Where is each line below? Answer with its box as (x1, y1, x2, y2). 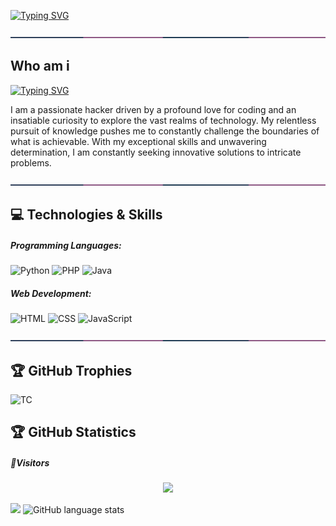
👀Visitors (10, 456, 50, 469)
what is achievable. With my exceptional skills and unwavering (10, 135, 267, 147)
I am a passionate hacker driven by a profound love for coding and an (10, 103, 297, 115)
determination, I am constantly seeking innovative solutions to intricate (10, 146, 302, 158)
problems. (10, 156, 52, 169)
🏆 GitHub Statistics (10, 424, 137, 441)
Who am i (10, 58, 70, 75)
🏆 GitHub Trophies (10, 362, 133, 379)
